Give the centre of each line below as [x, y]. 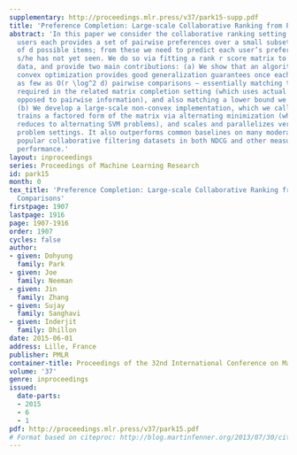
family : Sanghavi [49, 314]
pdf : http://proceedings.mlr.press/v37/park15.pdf [104, 429]
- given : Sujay [37, 305]
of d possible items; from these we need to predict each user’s [140, 50]
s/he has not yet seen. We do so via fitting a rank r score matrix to [152, 58]
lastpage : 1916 [37, 215]
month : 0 [25, 182]
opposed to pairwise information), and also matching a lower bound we [152, 100]
